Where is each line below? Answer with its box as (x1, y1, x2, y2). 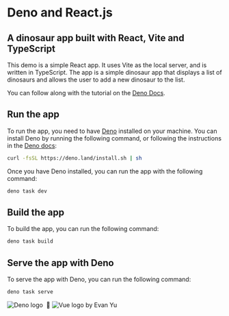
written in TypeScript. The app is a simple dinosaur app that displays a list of (7, 69, 222, 76)
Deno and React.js (7, 5, 113, 21)
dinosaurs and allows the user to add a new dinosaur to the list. (7, 75, 185, 84)
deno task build (7, 238, 53, 245)
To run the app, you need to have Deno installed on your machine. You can (7, 127, 217, 135)
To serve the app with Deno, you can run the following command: (7, 276, 191, 284)
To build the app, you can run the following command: (7, 225, 159, 233)
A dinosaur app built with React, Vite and (7, 32, 185, 44)
